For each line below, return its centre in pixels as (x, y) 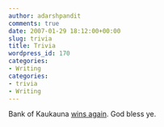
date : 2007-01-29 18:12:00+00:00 (65, 31)
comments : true (34, 23)
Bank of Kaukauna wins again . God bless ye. (82, 114)
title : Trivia (32, 46)
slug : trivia (30, 38)
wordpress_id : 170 (39, 53)
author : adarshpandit (45, 16)
